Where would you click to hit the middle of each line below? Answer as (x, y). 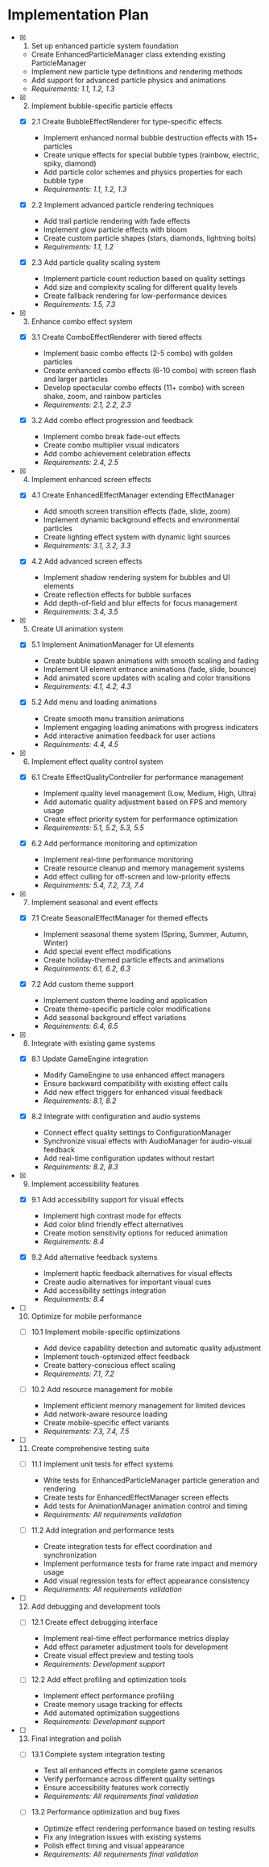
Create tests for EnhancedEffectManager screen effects (136, 1498)
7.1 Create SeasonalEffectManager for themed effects (120, 917)
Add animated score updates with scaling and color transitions (147, 678)
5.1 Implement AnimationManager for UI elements (113, 644)
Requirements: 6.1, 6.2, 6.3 (87, 968)
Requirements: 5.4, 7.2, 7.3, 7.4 (93, 885)
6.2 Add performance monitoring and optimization (114, 843)
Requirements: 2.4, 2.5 (81, 463)
